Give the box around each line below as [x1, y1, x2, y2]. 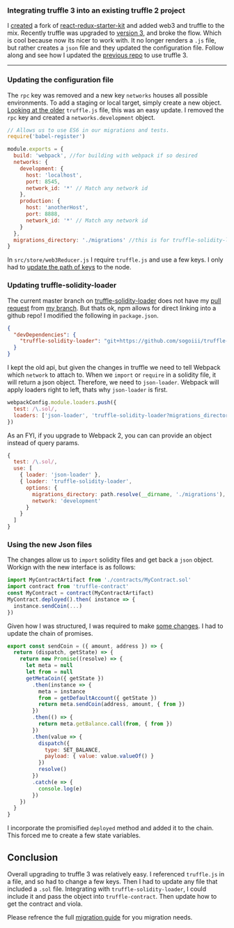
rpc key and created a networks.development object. [7, 113, 155, 121]
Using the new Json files [7, 539, 93, 549]
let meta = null [25, 662, 73, 669]
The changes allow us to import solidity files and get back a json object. [7, 555, 214, 564]
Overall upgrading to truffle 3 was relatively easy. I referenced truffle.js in [7, 870, 225, 878]
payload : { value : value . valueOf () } [44, 753, 155, 760]
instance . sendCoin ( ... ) [13, 602, 82, 609]
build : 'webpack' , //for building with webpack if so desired [13, 152, 198, 159]
